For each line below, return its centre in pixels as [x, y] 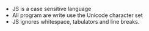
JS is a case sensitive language [52, 9]
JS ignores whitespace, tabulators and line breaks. [76, 22]
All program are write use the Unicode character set [77, 15]
